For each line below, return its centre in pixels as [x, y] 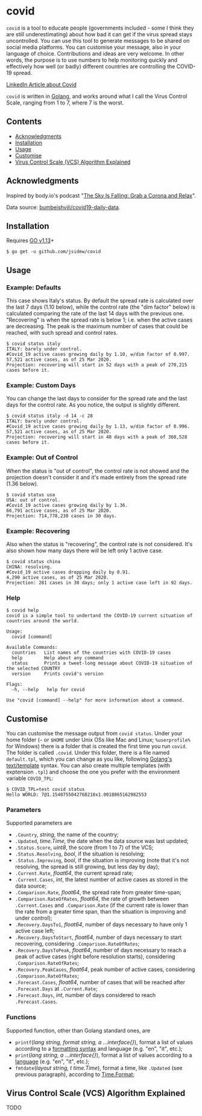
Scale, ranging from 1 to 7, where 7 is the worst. [65, 102]
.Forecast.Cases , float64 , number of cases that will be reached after [100, 982]
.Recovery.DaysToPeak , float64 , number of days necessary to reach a [101, 950]
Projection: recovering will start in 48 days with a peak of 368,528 [97, 437]
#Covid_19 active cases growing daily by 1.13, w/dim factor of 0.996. [98, 427]
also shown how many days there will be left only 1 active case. [85, 550]
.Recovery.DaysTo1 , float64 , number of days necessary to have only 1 [101, 924]
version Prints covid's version [58, 674]
